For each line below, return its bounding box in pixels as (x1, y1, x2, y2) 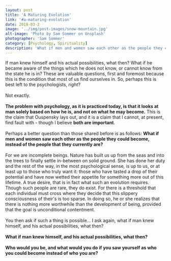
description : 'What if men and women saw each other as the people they (5, 46, 163, 51)
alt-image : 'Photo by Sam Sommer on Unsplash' (5, 31, 106, 36)
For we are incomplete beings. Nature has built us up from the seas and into (5, 152, 164, 158)
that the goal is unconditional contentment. (5, 206, 95, 212)
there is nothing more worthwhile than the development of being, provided (5, 201, 161, 207)
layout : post (5, 7, 33, 13)
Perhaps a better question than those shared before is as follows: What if (5, 130, 159, 136)
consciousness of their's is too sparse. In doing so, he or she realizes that (5, 195, 160, 202)
